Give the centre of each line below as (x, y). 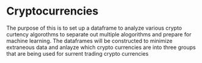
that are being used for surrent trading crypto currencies (78, 53)
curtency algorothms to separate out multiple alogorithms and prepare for (99, 34)
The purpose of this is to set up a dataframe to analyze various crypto (94, 28)
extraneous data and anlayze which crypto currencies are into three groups (101, 47)
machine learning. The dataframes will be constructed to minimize (89, 41)
